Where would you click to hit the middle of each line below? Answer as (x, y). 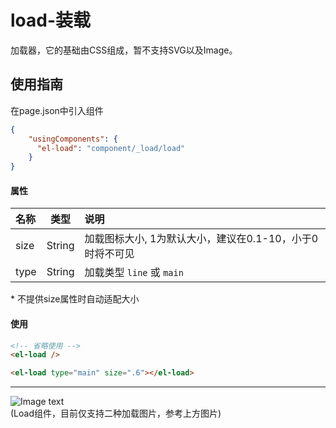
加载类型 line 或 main (134, 273)
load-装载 (51, 20)
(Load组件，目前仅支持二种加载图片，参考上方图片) (116, 413)
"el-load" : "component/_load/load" (111, 148)
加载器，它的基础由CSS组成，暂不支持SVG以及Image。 (124, 50)
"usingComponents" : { (73, 139)
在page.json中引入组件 (57, 110)
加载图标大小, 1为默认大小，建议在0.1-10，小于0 (201, 239)
